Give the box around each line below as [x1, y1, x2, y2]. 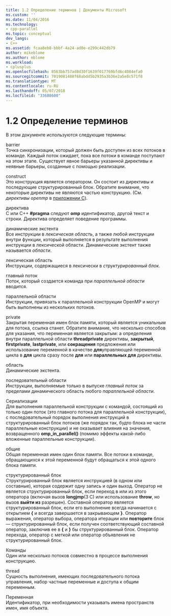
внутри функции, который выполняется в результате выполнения [6, 236, 148, 243]
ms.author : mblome [6, 55, 45, 60]
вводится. [6, 283, 27, 290]
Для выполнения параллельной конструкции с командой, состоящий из [6, 404, 163, 410]
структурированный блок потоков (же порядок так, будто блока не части [6, 420, 166, 426]
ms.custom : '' [6, 12, 36, 17]
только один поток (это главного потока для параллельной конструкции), [6, 409, 166, 415]
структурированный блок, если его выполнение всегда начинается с [6, 505, 157, 511]
